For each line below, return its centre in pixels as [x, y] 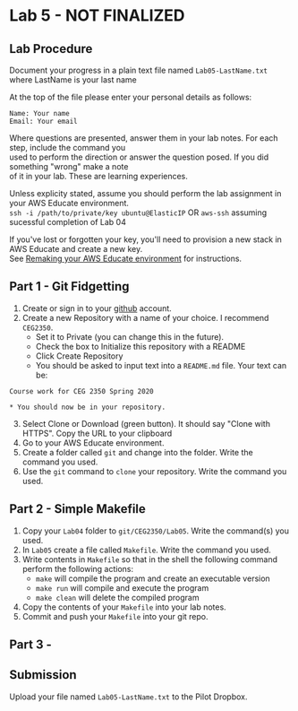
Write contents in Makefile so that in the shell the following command [149, 559]
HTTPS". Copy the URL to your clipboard [97, 433]
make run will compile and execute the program [122, 587]
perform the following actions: [78, 568]
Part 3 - [30, 645]
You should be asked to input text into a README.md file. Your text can [161, 365]
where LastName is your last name [73, 80]
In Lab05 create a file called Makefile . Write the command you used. [146, 550]
